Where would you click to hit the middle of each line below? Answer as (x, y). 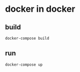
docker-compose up (24, 65)
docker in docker (40, 9)
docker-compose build (27, 38)
